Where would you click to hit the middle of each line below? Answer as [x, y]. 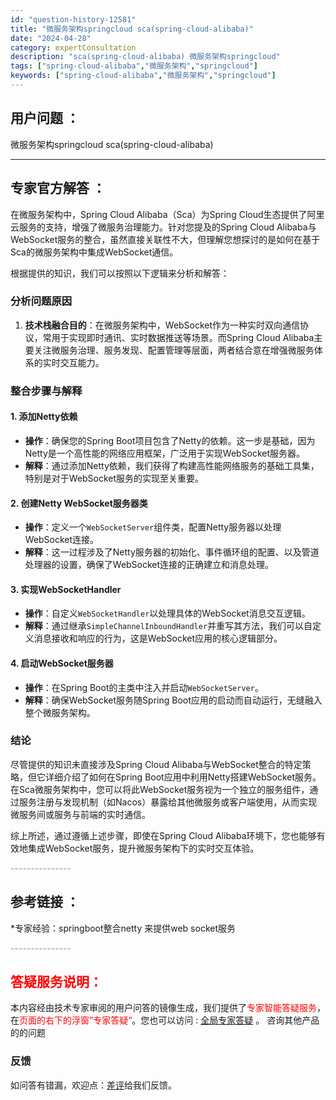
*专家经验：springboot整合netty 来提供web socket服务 [123, 928]
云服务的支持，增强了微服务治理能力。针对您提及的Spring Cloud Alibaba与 [163, 227]
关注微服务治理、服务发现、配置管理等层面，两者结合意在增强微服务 [174, 350]
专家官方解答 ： [58, 188]
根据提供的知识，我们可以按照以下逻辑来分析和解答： [120, 273]
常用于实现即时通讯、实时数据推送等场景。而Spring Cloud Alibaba [178, 337]
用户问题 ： [45, 118]
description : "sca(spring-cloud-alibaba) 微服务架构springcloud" [145, 57]
